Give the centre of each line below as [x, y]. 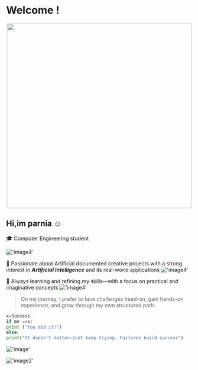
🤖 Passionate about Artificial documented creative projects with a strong [94, 263]
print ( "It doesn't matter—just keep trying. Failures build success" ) [95, 338]
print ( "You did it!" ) [34, 327]
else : [13, 332]
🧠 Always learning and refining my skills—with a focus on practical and [92, 281]
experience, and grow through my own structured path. [88, 305]
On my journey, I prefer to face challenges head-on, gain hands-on [102, 298]
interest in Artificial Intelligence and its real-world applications [83, 270]
